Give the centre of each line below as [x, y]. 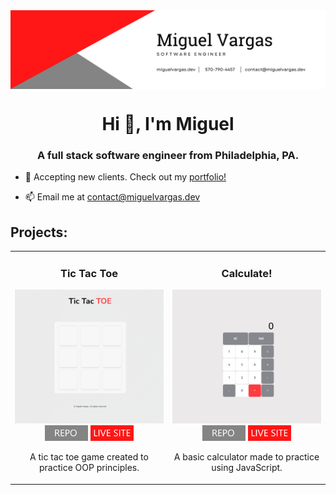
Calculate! [247, 273]
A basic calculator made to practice [246, 457]
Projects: [39, 232]
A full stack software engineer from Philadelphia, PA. [168, 156]
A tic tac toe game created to [89, 457]
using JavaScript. [247, 468]
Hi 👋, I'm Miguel [168, 124]
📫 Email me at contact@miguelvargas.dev [112, 197]
